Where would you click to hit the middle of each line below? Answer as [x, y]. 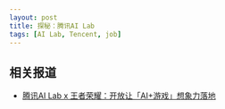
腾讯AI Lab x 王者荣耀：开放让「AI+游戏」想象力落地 [119, 96]
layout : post [33, 17]
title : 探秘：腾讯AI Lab [52, 26]
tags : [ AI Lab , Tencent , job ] [66, 34]
